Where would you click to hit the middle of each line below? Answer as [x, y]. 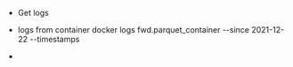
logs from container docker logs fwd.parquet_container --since [133, 30]
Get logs [33, 13]
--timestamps [55, 39]
